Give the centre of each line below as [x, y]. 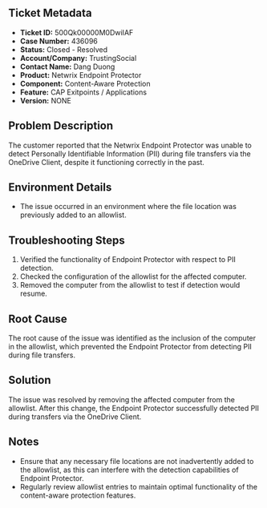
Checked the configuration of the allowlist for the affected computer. [133, 276]
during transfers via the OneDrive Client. [75, 417]
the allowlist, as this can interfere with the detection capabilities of [129, 470]
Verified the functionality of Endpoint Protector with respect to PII [128, 260]
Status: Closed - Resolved [64, 49]
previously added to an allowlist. [73, 215]
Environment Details [60, 187]
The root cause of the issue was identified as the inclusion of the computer [132, 338]
